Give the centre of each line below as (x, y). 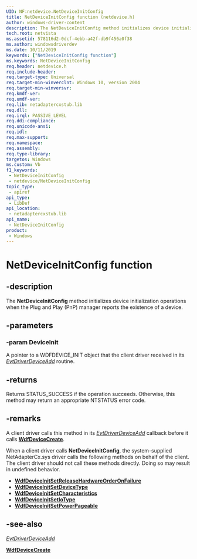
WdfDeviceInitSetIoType (45, 499)
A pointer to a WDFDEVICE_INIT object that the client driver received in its (95, 355)
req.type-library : (28, 154)
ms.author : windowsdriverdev (42, 45)
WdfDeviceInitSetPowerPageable (56, 505)
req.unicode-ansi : (28, 127)
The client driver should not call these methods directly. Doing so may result (98, 463)
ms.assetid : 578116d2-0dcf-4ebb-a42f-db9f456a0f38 (69, 39)
